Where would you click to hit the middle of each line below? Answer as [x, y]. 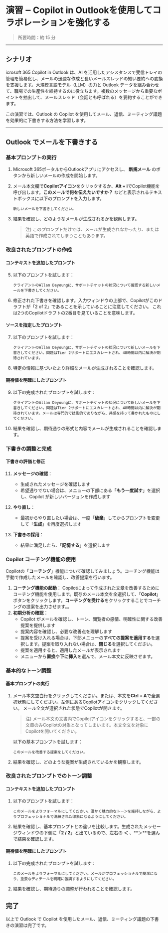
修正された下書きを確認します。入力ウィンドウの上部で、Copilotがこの [85, 300]
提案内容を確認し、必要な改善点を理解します [66, 631]
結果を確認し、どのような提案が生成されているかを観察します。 [78, 762]
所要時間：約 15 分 [37, 37]
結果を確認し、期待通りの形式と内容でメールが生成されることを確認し [85, 428]
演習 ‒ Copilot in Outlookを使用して [79, 10]
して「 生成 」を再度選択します [51, 524]
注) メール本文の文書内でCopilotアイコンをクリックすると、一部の [93, 719]
